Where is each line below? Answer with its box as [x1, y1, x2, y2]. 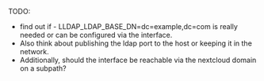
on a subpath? [19, 64, 67, 73]
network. [19, 47, 49, 56]
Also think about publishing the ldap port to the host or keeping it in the [19, 39, 252, 48]
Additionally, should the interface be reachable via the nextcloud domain [19, 55, 257, 64]
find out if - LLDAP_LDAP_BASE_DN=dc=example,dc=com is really [19, 22, 238, 31]
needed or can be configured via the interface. [19, 31, 173, 39]
